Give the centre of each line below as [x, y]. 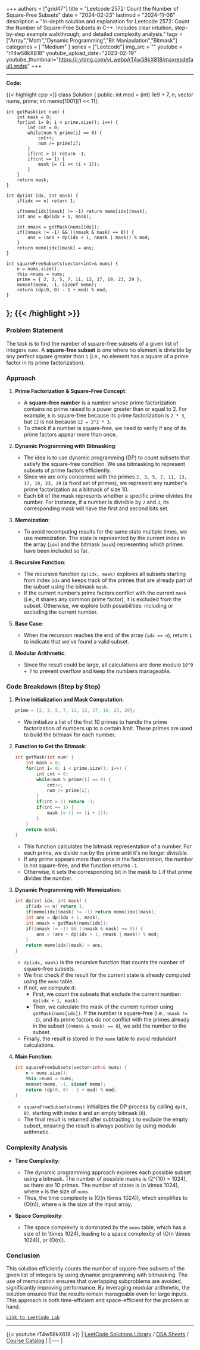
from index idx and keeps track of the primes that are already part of [108, 580]
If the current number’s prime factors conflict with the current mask [105, 593]
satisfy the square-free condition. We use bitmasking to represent [104, 464]
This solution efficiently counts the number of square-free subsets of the [96, 1268]
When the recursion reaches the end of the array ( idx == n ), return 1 [108, 635]
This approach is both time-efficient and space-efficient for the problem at [98, 1300]
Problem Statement [35, 330]
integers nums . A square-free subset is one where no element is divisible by [99, 350]
